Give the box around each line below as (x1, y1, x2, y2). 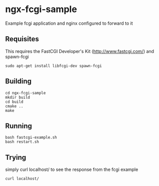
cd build (5, 99, 24, 104)
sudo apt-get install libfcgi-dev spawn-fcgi (5, 63, 102, 69)
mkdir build (5, 95, 30, 100)
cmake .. (5, 103, 24, 109)
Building (5, 77, 32, 86)
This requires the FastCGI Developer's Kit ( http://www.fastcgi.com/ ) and (5, 48, 154, 54)
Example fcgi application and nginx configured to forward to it (5, 20, 133, 26)
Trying (5, 153, 27, 162)
